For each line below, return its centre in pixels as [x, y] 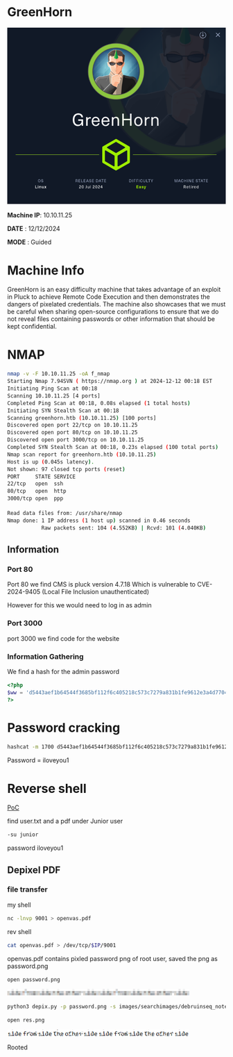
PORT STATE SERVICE [42, 477]
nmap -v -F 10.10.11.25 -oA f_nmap [59, 374]
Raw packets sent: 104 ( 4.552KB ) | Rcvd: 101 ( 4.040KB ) [124, 528]
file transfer [27, 890]
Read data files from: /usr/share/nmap [65, 513]
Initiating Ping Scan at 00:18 [52, 389]
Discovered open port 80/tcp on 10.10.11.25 [72, 433]
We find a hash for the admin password [63, 671]
